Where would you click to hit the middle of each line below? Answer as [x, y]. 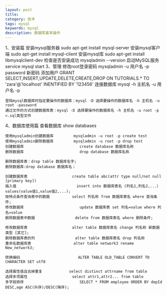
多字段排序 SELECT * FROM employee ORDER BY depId [84, 282]
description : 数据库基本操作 [33, 33]
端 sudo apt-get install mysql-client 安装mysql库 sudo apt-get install [75, 54]
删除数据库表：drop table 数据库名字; [41, 161]
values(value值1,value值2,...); [38, 191]
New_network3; [20, 248]
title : [12, 14]
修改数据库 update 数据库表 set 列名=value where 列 [83, 207]
